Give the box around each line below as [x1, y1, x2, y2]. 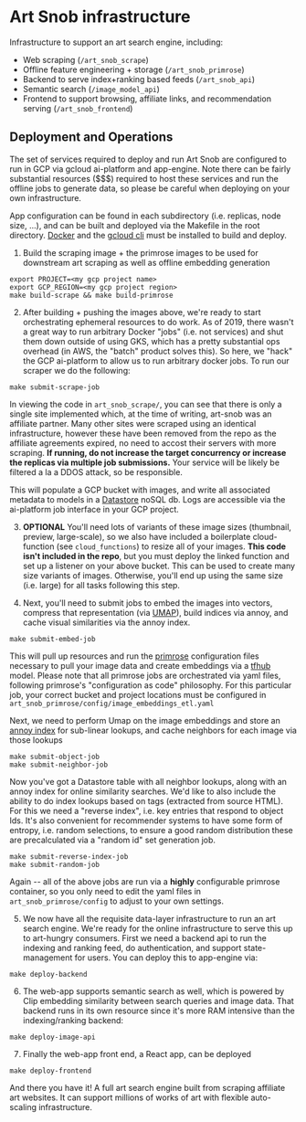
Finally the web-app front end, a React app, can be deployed [22, 1048, 252, 1059]
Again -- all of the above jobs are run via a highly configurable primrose [9, 875, 280, 887]
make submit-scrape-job [9, 382, 100, 392]
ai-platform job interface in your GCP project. [9, 503, 180, 514]
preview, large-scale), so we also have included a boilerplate [22, 531, 251, 542]
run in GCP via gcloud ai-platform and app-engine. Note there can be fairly [9, 163, 291, 175]
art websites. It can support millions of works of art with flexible [9, 1092, 249, 1103]
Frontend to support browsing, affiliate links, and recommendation [22, 93, 272, 104]
